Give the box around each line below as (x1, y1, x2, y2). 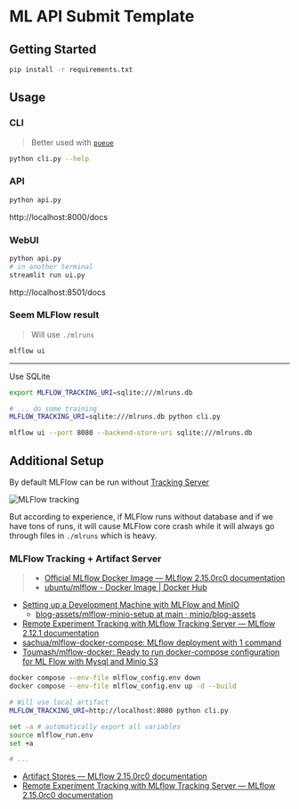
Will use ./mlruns (30, 329, 95, 339)
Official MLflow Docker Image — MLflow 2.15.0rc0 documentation (44, 573, 286, 584)
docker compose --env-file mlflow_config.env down (9, 674, 201, 682)
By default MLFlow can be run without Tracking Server (9, 477, 210, 487)
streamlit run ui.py (9, 270, 86, 280)
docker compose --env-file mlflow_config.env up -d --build (9, 682, 238, 691)
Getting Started (9, 42, 97, 57)
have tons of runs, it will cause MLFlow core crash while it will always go (9, 521, 275, 532)
